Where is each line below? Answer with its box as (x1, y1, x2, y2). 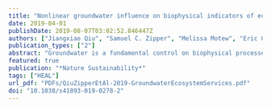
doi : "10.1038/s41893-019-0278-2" (8, 86, 125, 95)
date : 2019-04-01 (8, 19, 67, 27)
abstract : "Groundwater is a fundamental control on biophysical (8, 49, 232, 57)
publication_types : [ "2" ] (8, 42, 95, 50)
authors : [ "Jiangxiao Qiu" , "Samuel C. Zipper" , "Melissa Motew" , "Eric (8, 34, 258, 43)
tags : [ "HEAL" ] (8, 72, 60, 80)
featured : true (8, 57, 60, 65)
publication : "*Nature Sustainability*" (8, 64, 147, 72)
